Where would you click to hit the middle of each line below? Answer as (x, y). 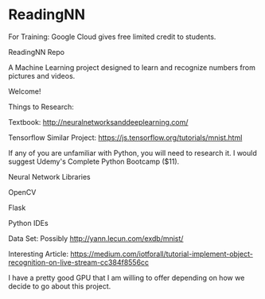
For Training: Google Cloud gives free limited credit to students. (112, 37)
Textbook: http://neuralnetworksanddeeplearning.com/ (98, 122)
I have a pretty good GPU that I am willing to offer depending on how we (127, 278)
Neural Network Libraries (50, 177)
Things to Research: (41, 107)
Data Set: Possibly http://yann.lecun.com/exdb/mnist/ (96, 238)
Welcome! (25, 91)
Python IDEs (29, 223)
